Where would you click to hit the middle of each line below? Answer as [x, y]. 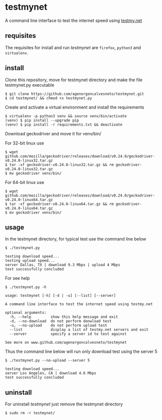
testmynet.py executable [30, 85]
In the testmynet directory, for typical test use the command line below [76, 239]
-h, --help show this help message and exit [64, 317]
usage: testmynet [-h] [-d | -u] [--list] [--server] [61, 296]
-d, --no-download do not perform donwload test [60, 321]
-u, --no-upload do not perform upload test [58, 326]
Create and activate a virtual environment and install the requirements [75, 107]
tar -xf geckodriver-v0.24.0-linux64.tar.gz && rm [62, 204]
